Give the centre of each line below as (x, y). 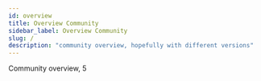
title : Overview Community (54, 23)
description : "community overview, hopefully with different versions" (131, 46)
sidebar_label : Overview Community (68, 30)
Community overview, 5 (48, 68)
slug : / (21, 38)
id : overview (30, 16)
